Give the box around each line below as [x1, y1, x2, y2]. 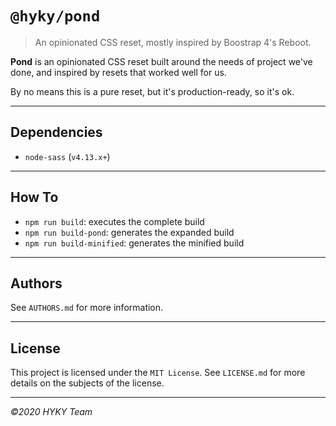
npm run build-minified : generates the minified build [24, 237, 245, 249]
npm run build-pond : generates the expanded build [24, 226, 235, 238]
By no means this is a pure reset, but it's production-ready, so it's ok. [10, 85, 295, 97]
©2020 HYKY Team [10, 406, 93, 418]
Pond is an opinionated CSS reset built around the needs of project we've [10, 55, 313, 67]
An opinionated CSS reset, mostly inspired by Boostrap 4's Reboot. [34, 36, 312, 48]
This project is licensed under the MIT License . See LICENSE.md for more [10, 367, 306, 379]
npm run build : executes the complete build [24, 215, 205, 227]
